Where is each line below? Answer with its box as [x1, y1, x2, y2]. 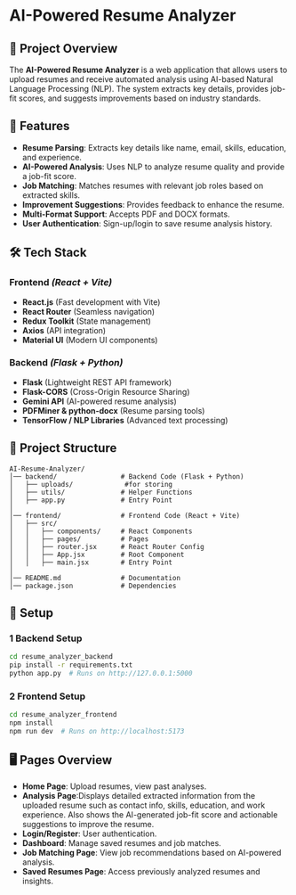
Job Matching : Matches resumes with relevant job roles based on [21, 180, 264, 191]
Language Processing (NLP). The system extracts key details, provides [9, 84, 269, 94]
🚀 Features [9, 119, 70, 134]
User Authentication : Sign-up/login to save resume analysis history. [21, 218, 273, 228]
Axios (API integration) [21, 324, 107, 335]
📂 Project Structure [9, 440, 117, 456]
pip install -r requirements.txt [9, 661, 133, 669]
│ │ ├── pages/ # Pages [9, 534, 149, 544]
